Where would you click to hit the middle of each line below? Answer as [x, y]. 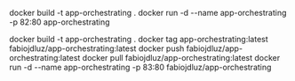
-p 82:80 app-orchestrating [60, 22]
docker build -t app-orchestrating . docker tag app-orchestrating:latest [139, 39]
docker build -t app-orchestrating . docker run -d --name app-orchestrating [148, 13]
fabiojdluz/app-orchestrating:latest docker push [97, 48]
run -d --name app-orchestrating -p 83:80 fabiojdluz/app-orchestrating [140, 67]
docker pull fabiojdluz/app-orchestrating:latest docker [181, 58]
